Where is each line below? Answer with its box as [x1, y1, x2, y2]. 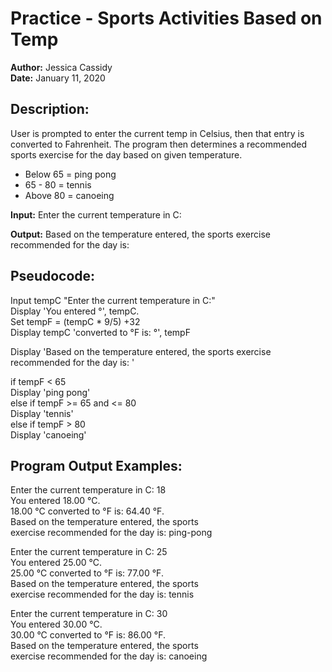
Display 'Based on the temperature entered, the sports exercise [10, 345, 272, 357]
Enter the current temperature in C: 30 [10, 608, 168, 620]
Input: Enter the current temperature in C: [10, 208, 182, 221]
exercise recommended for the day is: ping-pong [10, 527, 213, 539]
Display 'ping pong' [10, 386, 91, 398]
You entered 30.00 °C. [10, 618, 103, 631]
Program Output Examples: [10, 457, 183, 474]
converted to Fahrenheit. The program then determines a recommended [10, 138, 307, 150]
